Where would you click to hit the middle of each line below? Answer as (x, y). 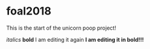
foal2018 (29, 11)
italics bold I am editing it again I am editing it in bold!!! (75, 39)
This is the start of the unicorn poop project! (61, 28)
